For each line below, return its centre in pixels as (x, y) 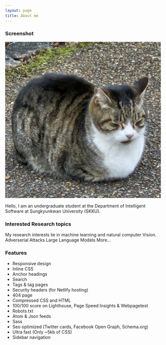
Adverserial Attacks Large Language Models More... (58, 240)
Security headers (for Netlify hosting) (50, 290)
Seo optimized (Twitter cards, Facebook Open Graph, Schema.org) (80, 327)
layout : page (19, 10)
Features (16, 253)
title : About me (22, 16)
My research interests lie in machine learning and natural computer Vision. (81, 235)
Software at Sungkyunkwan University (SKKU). (53, 211)
